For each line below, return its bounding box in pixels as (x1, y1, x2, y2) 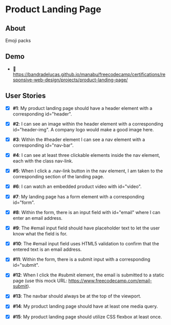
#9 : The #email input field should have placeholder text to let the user (12, 225, 160, 231)
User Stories (5, 91, 46, 100)
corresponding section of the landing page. (12, 173, 104, 179)
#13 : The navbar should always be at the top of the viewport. (12, 293, 142, 299)
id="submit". (12, 262, 39, 268)
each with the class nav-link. (12, 157, 73, 164)
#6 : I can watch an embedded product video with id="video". (12, 183, 142, 190)
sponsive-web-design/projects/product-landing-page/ (12, 77, 128, 83)
